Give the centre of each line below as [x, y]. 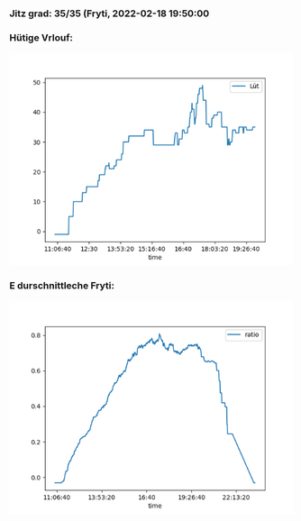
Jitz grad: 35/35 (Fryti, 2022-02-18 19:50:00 [109, 14]
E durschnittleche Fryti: [62, 286]
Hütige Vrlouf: [41, 37]
